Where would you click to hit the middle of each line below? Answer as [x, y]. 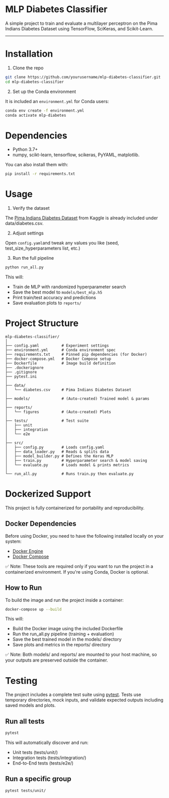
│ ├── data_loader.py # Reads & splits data [57, 452]
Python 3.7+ [25, 150]
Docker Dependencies [41, 524]
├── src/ [14, 443]
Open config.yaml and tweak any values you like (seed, [62, 243]
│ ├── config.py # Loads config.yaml [55, 447]
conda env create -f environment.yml [45, 110]
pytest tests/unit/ [26, 790]
